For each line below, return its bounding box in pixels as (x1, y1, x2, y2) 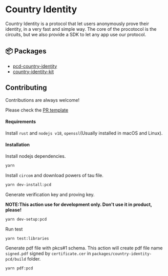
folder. (27, 256, 41, 262)
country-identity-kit (12, 68, 54, 75)
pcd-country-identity (12, 63, 57, 69)
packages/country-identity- (92, 251, 152, 257)
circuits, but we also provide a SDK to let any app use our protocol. (5, 31, 146, 37)
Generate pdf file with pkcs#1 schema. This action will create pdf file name (5, 245, 163, 251)
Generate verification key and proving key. (5, 191, 95, 198)
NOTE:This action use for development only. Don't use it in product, (5, 201, 152, 207)
